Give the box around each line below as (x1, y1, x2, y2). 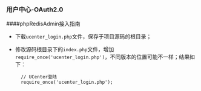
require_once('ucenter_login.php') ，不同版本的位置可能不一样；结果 (15, 53, 190, 61)
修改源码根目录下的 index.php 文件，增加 (15, 46, 114, 53)
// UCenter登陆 (21, 74, 58, 80)
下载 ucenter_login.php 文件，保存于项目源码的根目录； (15, 33, 152, 40)
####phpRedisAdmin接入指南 (6, 20, 81, 28)
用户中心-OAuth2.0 (6, 5, 64, 13)
